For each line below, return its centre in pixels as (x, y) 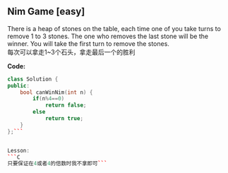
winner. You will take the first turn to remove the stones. (88, 43)
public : (19, 85)
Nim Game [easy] (46, 12)
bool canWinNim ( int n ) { (56, 92)
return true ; (64, 119)
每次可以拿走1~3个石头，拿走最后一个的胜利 (71, 52)
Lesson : (19, 150)
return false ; (66, 105)
